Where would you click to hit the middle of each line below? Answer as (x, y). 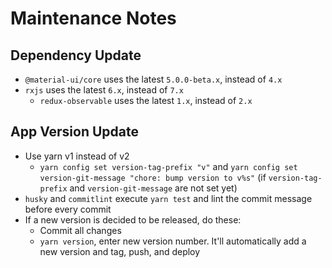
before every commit (68, 209)
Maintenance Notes (93, 18)
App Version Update (74, 132)
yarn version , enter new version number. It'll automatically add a (173, 241)
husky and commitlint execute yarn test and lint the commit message (168, 198)
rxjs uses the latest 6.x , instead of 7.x (104, 90)
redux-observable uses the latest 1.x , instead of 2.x (146, 100)
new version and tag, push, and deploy (120, 251)
